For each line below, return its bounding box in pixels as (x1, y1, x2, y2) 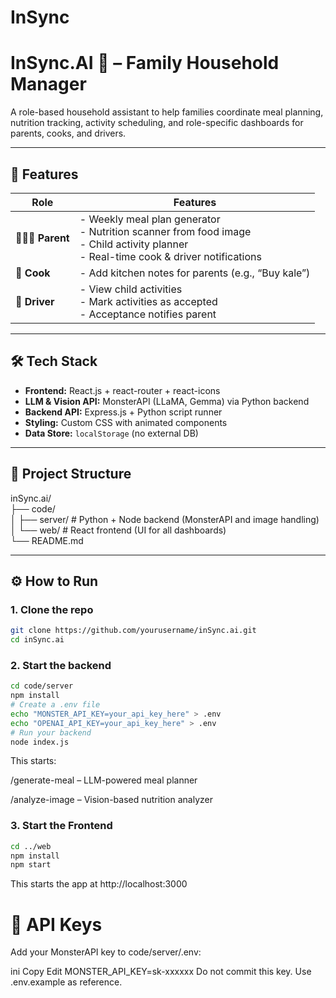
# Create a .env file (10, 700, 101, 710)
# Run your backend (10, 727, 92, 738)
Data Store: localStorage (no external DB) (24, 427, 199, 439)
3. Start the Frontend (10, 819, 113, 833)
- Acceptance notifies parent (79, 307, 217, 321)
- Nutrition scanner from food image (79, 224, 252, 238)
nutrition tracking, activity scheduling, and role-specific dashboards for (10, 117, 304, 129)
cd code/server (10, 681, 74, 691)
